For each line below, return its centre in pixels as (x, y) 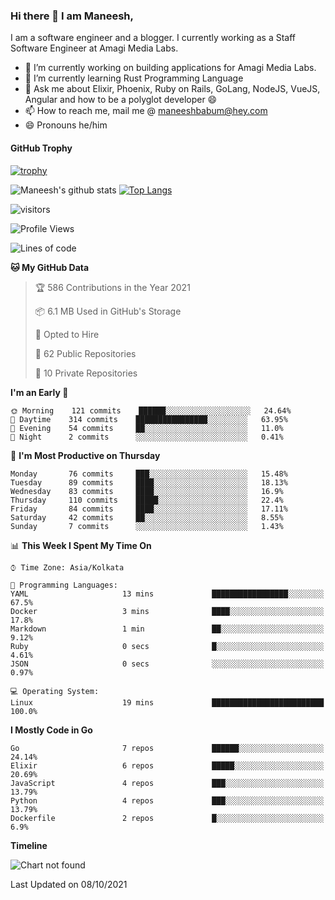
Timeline (29, 845)
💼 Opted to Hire (67, 334)
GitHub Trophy (41, 148)
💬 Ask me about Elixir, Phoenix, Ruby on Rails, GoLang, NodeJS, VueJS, (172, 89)
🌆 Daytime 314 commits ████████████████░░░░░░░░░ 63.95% (149, 419)
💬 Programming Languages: (64, 585)
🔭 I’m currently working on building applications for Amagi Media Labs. (170, 68)
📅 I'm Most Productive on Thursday (85, 455)
